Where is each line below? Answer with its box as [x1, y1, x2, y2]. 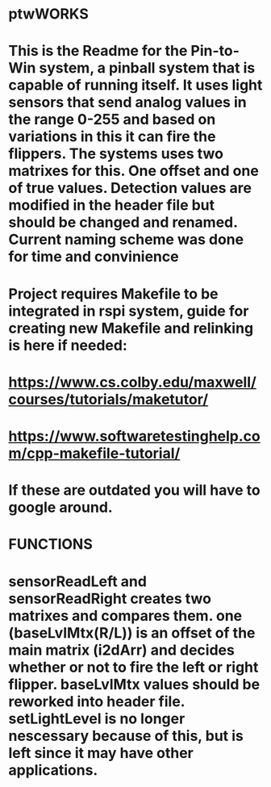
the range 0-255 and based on [8, 111, 216, 129]
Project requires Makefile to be [8, 284, 219, 303]
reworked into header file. [8, 692, 186, 710]
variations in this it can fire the [8, 128, 216, 146]
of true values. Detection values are [8, 179, 252, 198]
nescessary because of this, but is [8, 726, 244, 745]
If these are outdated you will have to [8, 481, 261, 500]
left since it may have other [8, 743, 194, 762]
